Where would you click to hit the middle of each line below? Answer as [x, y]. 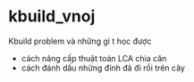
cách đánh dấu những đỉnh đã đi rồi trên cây [103, 68]
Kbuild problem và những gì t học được [80, 41]
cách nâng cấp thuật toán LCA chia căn [94, 58]
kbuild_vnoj [52, 16]
